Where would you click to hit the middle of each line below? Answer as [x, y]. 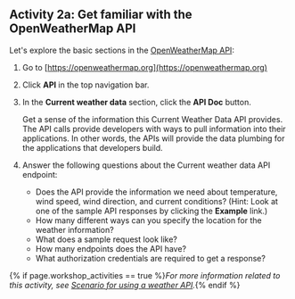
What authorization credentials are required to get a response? [150, 258]
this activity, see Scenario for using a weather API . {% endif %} [125, 285]
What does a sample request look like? [107, 239]
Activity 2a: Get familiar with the [101, 15]
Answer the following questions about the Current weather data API [146, 165]
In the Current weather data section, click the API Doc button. [136, 102]
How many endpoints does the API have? [111, 248]
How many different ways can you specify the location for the [148, 220]
